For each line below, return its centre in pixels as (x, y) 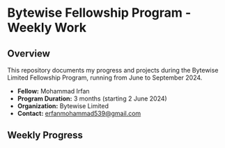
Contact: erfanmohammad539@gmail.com (79, 113)
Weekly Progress (45, 135)
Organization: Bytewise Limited (63, 106)
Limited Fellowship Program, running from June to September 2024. (105, 77)
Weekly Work (47, 28)
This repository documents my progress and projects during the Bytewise (113, 70)
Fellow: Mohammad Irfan (53, 91)
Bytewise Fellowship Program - (99, 13)
